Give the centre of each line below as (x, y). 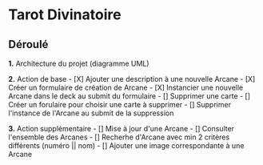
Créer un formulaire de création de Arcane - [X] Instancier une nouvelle (126, 87)
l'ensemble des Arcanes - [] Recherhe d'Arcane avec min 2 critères (119, 137)
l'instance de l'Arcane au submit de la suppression (91, 113)
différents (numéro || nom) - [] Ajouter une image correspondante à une (126, 145)
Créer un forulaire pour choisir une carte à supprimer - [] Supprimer (120, 105)
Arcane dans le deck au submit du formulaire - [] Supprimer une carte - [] (129, 96)
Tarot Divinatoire (65, 15)
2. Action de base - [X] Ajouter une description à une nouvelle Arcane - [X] (132, 79)
